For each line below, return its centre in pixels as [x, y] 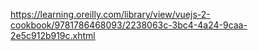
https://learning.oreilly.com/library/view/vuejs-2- [110, 14]
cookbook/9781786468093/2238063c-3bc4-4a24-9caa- [129, 25]
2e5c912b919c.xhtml [53, 35]
